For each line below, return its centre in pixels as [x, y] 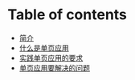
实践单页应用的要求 [51, 58]
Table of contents [67, 15]
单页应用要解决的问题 [54, 68]
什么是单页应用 [44, 48]
